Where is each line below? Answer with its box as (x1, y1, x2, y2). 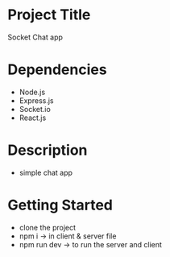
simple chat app (19, 168, 73, 177)
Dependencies (7, 60, 107, 79)
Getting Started (7, 196, 114, 214)
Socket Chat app (7, 32, 64, 42)
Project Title (7, 6, 91, 24)
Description (7, 141, 88, 160)
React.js (19, 113, 47, 122)
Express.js (19, 95, 54, 106)
